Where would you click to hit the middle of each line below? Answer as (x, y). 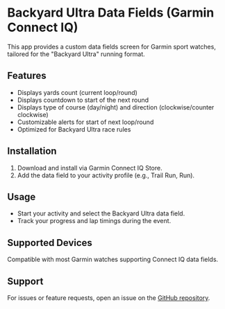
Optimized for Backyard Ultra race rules (74, 129)
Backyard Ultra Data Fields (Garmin (111, 13)
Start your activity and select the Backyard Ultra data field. (101, 213)
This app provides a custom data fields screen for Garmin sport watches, (112, 46)
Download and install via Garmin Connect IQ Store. (90, 168)
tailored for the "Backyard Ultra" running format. (76, 54)
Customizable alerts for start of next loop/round (85, 122)
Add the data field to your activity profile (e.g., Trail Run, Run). (106, 175)
